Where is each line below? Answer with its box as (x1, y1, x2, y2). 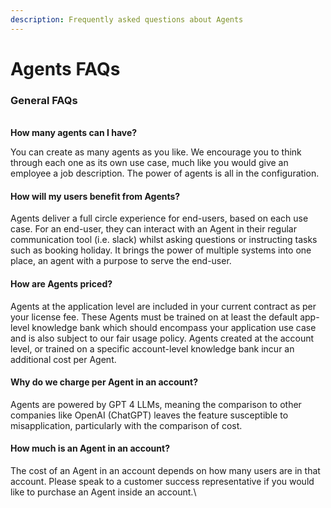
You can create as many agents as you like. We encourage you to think (10, 146, 302, 158)
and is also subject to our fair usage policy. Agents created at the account (10, 332, 315, 344)
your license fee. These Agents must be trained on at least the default (10, 311, 298, 323)
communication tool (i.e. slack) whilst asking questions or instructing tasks (10, 234, 318, 246)
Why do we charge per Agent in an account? (10, 376, 199, 388)
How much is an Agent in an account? (10, 442, 170, 455)
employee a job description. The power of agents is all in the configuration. (10, 167, 320, 180)
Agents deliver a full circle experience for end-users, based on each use (10, 212, 309, 225)
